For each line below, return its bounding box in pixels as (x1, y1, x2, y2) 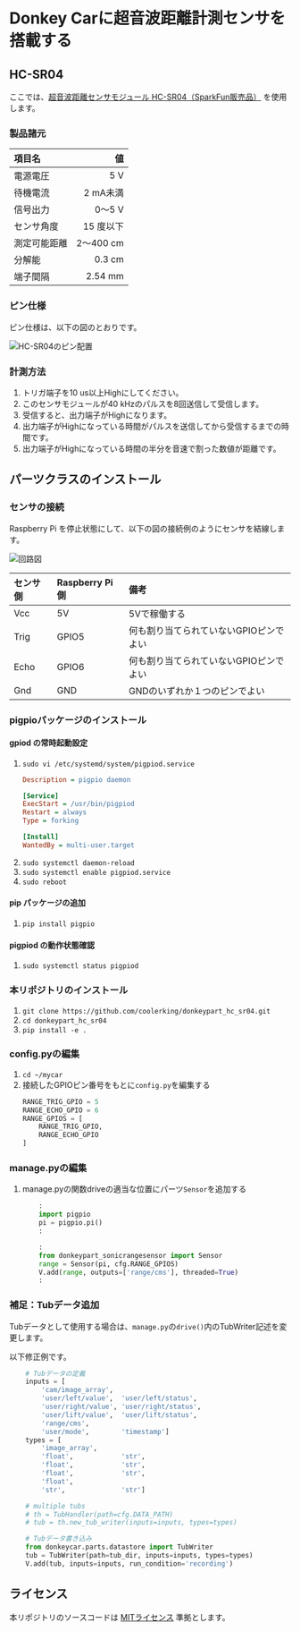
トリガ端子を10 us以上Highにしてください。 (21, 387, 184, 398)
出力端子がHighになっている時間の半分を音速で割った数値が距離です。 (21, 443, 281, 454)
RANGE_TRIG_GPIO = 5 (21, 1097, 99, 1106)
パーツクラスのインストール (9, 471, 162, 488)
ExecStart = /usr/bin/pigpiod (21, 800, 136, 809)
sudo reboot (21, 878, 67, 887)
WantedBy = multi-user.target (21, 840, 136, 850)
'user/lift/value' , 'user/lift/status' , (41, 1410, 198, 1419)
